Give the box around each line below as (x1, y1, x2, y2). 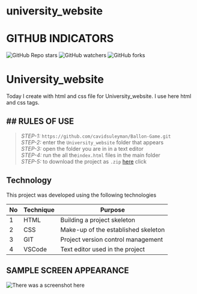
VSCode (23, 245, 47, 253)
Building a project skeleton (60, 215, 135, 224)
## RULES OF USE (6, 116, 74, 127)
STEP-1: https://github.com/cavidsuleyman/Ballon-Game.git (20, 132, 171, 139)
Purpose (100, 206, 125, 214)
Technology (6, 176, 52, 186)
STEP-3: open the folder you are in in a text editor (20, 145, 144, 152)
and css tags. (6, 99, 40, 106)
